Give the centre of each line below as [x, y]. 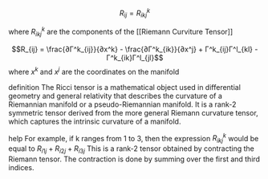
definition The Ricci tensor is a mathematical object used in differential [124, 87]
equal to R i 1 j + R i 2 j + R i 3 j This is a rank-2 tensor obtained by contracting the [131, 149]
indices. [21, 167]
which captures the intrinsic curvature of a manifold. [95, 121]
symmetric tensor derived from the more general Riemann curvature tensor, [133, 112]
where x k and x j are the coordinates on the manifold [94, 71]
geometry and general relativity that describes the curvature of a [116, 96]
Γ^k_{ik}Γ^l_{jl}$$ [135, 57]
